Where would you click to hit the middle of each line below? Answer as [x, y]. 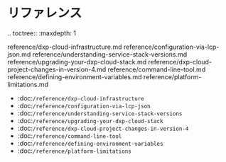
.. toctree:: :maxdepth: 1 [42, 33]
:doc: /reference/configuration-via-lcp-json [84, 105]
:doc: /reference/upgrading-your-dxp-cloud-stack [90, 120]
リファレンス [45, 13]
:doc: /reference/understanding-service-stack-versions [100, 113]
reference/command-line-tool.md [157, 69]
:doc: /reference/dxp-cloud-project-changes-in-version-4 [103, 128]
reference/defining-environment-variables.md [75, 76]
